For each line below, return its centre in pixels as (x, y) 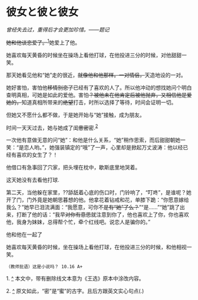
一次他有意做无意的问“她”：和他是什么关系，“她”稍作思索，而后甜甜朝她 (93, 140)
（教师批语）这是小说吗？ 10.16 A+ (44, 267)
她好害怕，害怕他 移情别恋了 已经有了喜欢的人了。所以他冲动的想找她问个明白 (99, 87)
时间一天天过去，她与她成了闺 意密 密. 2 (52, 127)
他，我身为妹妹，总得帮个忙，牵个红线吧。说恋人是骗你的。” (78, 222)
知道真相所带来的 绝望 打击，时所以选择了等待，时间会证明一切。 (99, 102)
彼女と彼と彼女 (42, 12)
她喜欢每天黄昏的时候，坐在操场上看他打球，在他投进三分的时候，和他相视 (96, 247)
